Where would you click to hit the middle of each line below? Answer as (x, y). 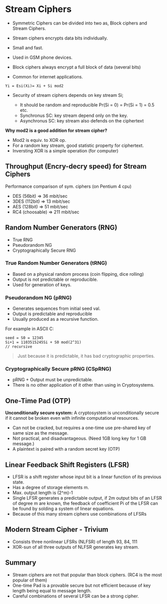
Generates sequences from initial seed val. (56, 309)
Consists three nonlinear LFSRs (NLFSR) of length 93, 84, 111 (75, 542)
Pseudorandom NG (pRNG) (38, 297)
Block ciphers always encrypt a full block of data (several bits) (76, 67)
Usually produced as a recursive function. (55, 319)
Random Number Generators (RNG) (61, 228)
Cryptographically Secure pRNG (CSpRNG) (58, 369)
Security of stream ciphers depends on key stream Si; (68, 95)
